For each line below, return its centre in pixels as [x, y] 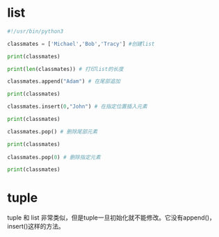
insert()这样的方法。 [36, 227]
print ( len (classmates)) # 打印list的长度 [65, 69]
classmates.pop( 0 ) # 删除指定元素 [54, 157]
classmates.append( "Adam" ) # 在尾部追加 [64, 81]
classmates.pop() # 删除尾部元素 [52, 131]
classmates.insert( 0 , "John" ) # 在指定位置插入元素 [77, 107]
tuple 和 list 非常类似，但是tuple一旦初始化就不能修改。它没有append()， [111, 218]
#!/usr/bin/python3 [35, 31]
